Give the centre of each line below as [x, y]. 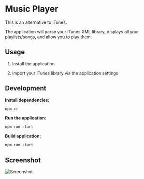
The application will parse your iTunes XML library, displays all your [72, 31]
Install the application [33, 63]
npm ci [12, 109]
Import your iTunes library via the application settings [65, 73]
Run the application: [26, 118]
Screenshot [23, 160]
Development [26, 88]
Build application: [23, 136]
